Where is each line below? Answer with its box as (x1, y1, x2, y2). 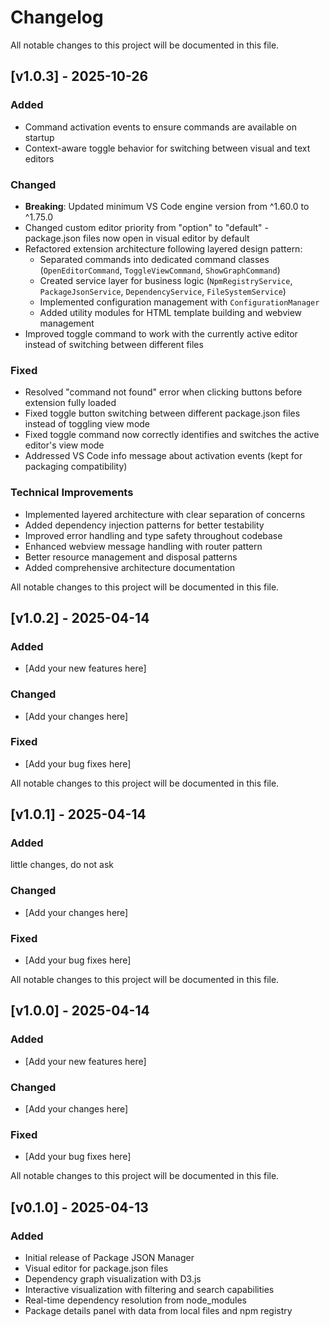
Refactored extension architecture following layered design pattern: (24, 242, 303, 255)
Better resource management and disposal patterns (24, 551, 238, 563)
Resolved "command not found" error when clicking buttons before (24, 386, 303, 398)
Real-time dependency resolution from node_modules (24, 1294, 247, 1306)
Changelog (10, 6, 104, 29)
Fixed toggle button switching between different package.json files (24, 407, 301, 420)
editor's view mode (24, 439, 105, 451)
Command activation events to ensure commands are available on (24, 121, 297, 133)
